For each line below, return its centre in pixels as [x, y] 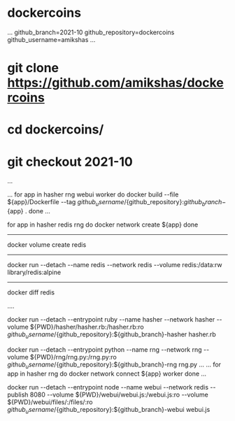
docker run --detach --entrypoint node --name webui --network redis [108, 387]
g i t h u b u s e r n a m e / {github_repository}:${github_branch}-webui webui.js [109, 410]
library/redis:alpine [34, 272]
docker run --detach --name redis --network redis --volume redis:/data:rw [115, 265]
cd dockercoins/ [56, 130]
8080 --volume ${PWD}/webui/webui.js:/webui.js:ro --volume [119, 394]
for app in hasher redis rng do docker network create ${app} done [103, 224]
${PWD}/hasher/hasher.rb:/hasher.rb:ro [87, 327]
